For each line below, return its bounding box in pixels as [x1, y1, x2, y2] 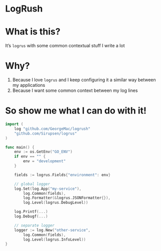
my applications [12, 82, 45, 88]
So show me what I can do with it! [5, 105, 146, 116]
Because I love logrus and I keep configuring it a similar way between [12, 77, 156, 83]
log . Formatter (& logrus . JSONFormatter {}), [23, 195, 111, 201]
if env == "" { [14, 154, 46, 159]
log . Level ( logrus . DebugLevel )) [23, 200, 88, 205]
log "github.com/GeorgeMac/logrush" [14, 126, 91, 131]
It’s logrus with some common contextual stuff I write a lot [5, 43, 125, 49]
